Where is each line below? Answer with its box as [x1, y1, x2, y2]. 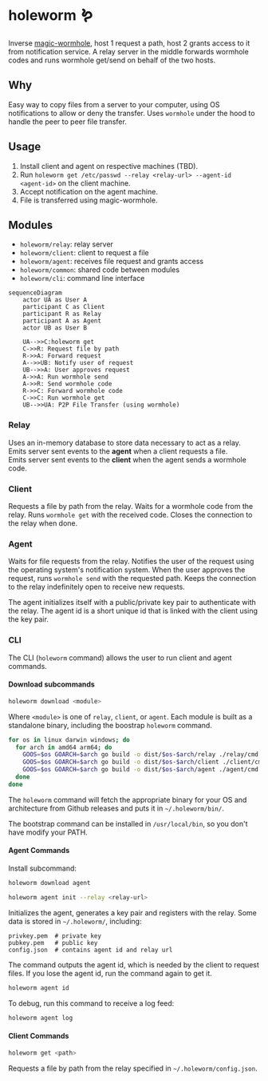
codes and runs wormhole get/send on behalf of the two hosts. [8, 55, 216, 65]
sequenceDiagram [8, 289, 62, 297]
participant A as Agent [22, 317, 102, 325]
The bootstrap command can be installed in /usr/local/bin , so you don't [8, 819, 249, 828]
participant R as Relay [22, 310, 102, 318]
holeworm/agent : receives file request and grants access [19, 257, 204, 266]
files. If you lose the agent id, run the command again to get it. [8, 968, 213, 978]
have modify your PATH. [8, 827, 88, 837]
